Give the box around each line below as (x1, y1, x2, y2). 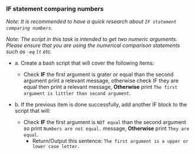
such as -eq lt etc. (6, 48, 52, 55)
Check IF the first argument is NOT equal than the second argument (23, 119, 187, 126)
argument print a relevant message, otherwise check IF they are (23, 77, 179, 84)
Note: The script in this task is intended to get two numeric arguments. (6, 36, 178, 43)
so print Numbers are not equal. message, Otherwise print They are (23, 125, 190, 132)
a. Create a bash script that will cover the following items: (14, 59, 154, 66)
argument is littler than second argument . (23, 90, 131, 97)
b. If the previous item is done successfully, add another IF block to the (14, 101, 187, 108)
